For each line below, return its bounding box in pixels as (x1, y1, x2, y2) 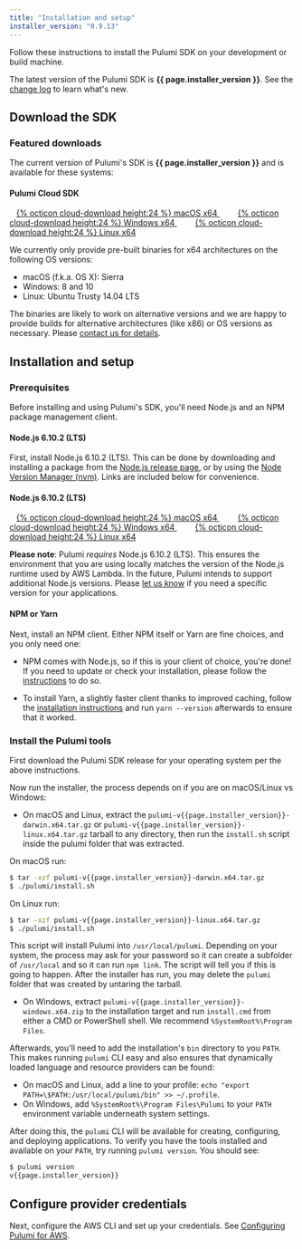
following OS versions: (9, 255, 93, 265)
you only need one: (9, 638, 81, 649)
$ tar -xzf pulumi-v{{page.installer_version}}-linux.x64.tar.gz (9, 916, 260, 925)
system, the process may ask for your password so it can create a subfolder (9, 950, 293, 961)
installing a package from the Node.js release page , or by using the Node (9, 462, 282, 473)
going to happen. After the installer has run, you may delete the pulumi (9, 969, 271, 980)
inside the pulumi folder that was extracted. (22, 838, 185, 849)
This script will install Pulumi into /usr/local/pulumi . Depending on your (9, 940, 278, 951)
